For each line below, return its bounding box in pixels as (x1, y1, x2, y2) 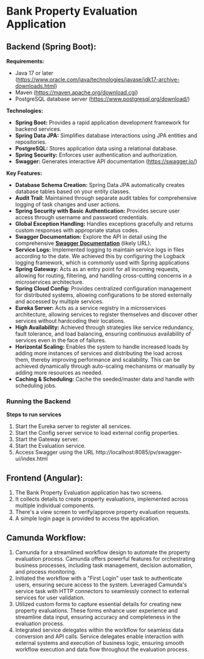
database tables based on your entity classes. (15, 188, 131, 195)
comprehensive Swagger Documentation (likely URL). (15, 239, 152, 247)
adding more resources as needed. (15, 369, 103, 376)
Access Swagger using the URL (15, 449, 95, 456)
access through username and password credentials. (15, 214, 149, 220)
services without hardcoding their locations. (15, 317, 126, 324)
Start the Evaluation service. (15, 442, 86, 449)
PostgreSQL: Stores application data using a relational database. (15, 145, 177, 152)
